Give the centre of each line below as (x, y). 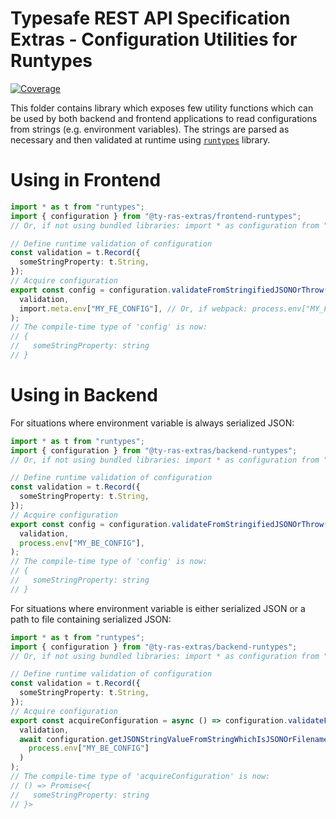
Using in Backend (84, 395)
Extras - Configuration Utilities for (154, 39)
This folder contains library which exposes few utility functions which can (162, 108)
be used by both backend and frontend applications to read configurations (164, 118)
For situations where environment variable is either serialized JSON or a (158, 608)
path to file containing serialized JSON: (91, 619)
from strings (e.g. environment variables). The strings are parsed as (150, 129)
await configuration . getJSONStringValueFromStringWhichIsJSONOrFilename (174, 739)
